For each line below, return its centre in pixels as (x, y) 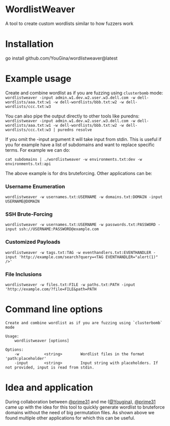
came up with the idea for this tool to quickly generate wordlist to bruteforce (85, 407)
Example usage (38, 79)
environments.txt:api (28, 164)
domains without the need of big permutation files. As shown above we (80, 412)
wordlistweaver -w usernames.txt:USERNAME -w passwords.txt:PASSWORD (81, 225)
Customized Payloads (33, 242)
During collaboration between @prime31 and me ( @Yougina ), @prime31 (81, 402)
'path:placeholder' (26, 358)
